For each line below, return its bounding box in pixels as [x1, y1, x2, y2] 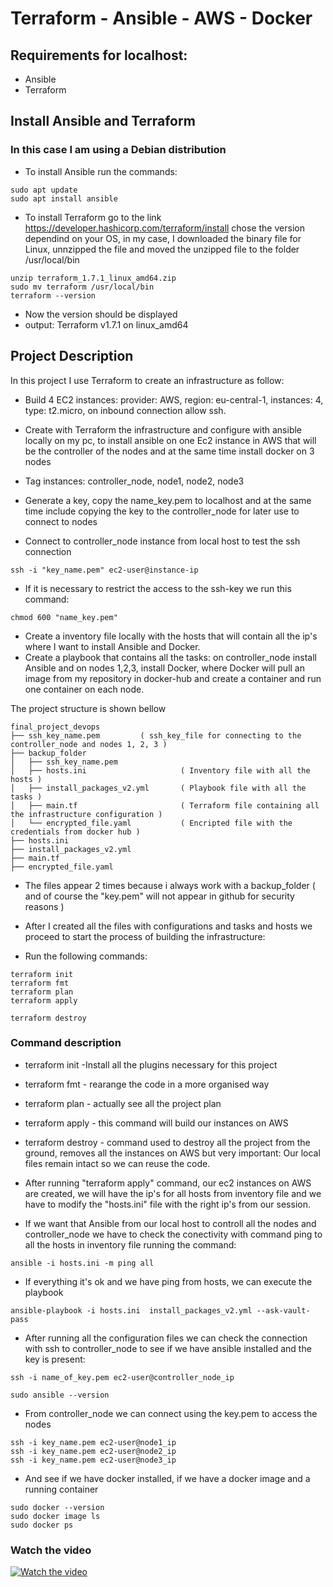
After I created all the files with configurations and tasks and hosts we [24, 920, 313, 932]
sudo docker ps [10, 1520, 74, 1530]
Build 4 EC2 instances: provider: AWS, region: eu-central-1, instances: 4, [24, 393, 324, 406]
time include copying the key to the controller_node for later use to [24, 505, 300, 517]
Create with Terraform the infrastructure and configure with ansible [24, 423, 302, 436]
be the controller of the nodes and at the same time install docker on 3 [24, 445, 315, 457]
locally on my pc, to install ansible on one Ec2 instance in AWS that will [24, 434, 317, 446]
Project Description [10, 348, 134, 365]
